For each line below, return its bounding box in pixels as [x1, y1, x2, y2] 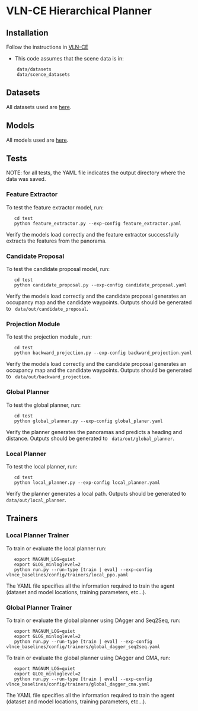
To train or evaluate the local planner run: [6, 544, 107, 552]
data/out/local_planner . [6, 496, 66, 503]
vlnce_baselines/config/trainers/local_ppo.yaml [6, 572, 129, 578]
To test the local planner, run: [6, 463, 78, 470]
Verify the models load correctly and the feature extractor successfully [6, 231, 180, 238]
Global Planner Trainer [6, 603, 72, 611]
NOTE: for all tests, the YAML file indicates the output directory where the [6, 169, 186, 176]
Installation [6, 28, 49, 38]
